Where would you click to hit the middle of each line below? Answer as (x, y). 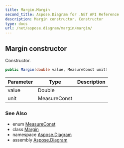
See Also (16, 113)
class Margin (25, 130)
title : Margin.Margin (28, 10)
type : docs (16, 24)
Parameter (20, 82)
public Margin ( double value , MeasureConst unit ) (57, 70)
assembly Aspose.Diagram (40, 140)
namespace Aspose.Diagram (42, 135)
